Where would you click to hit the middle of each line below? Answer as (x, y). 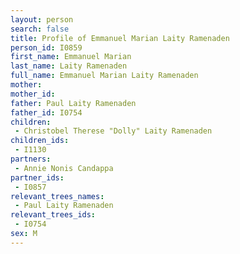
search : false (40, 29)
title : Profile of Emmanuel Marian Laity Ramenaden (120, 38)
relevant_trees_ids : (53, 215)
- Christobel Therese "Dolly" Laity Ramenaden (113, 131)
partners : (31, 159)
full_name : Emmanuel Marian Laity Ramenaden (104, 76)
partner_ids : (37, 177)
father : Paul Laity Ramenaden (73, 103)
